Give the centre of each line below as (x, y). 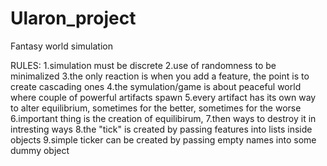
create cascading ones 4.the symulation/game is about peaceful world (156, 86)
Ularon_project (73, 18)
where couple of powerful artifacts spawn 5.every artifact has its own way (163, 97)
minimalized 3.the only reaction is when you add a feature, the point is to (160, 76)
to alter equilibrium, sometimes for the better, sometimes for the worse (156, 108)
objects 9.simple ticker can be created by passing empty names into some (163, 139)
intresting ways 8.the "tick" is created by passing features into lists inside (161, 129)
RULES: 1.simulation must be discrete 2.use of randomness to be (143, 65)
